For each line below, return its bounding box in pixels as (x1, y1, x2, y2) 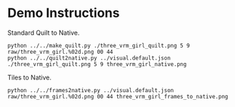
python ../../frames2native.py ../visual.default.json (7, 86, 174, 94)
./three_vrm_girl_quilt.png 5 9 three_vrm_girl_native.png (7, 60, 187, 68)
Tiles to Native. (7, 73, 52, 81)
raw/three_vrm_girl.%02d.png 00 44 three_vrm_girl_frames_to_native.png (7, 93, 229, 100)
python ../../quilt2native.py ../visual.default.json (7, 55, 171, 62)
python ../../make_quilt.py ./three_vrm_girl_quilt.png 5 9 (7, 42, 191, 49)
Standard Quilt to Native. (7, 28, 80, 37)
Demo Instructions (7, 5, 120, 21)
